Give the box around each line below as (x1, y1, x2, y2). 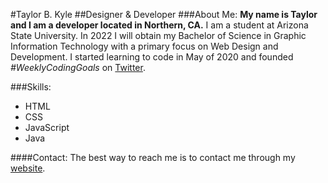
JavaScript (24, 122, 70, 133)
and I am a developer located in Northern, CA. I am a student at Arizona (10, 19, 309, 31)
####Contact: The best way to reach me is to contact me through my (10, 152, 296, 163)
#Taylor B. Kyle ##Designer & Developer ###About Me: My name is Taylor (10, 9, 318, 20)
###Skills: (10, 81, 52, 93)
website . (10, 162, 46, 174)
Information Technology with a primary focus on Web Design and (10, 40, 279, 52)
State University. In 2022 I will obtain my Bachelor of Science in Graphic (10, 30, 307, 41)
